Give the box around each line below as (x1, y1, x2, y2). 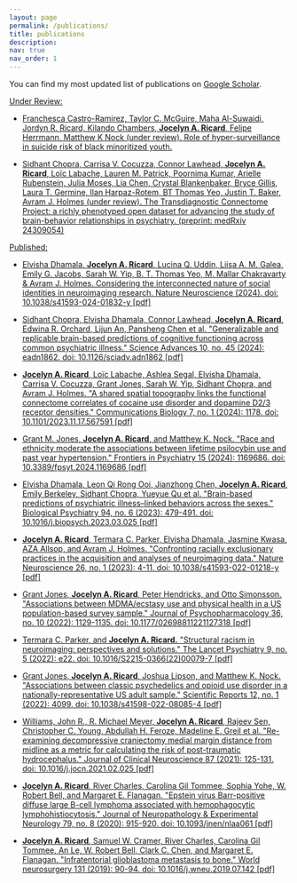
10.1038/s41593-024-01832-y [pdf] (21, 297, 152, 307)
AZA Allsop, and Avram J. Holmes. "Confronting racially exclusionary (21, 544, 274, 553)
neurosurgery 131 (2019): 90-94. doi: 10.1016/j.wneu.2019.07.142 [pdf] (21, 863, 276, 874)
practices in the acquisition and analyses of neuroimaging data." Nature (21, 553, 284, 563)
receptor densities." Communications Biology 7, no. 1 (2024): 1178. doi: (21, 407, 279, 418)
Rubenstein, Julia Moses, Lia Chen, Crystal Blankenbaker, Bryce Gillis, (21, 178, 278, 187)
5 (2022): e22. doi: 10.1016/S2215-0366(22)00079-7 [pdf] (21, 654, 233, 664)
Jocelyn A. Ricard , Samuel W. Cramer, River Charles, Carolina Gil (21, 836, 261, 846)
